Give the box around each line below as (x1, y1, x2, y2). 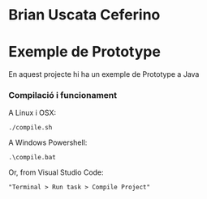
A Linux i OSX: (8, 108, 57, 118)
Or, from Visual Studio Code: (8, 167, 104, 177)
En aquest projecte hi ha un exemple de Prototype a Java (8, 70, 200, 79)
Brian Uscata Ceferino (8, 6, 161, 24)
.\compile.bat (8, 154, 57, 162)
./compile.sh (8, 124, 53, 132)
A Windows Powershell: (8, 138, 88, 147)
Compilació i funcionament (8, 90, 118, 101)
